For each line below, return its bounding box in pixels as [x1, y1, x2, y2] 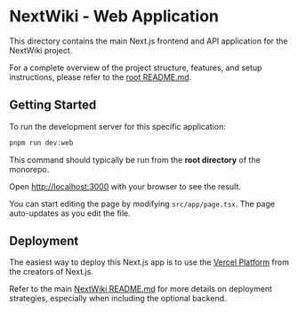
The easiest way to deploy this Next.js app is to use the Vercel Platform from [9, 257, 289, 268]
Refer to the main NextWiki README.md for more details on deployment [9, 284, 273, 294]
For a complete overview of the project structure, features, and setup [9, 62, 262, 73]
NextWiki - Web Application [9, 6, 220, 27]
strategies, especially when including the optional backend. [9, 293, 227, 304]
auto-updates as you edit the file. [9, 207, 131, 219]
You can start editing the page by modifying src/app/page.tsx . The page [9, 198, 276, 209]
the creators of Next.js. [9, 267, 93, 277]
